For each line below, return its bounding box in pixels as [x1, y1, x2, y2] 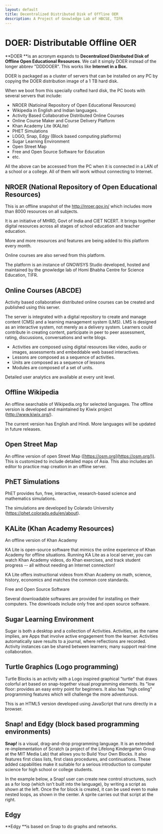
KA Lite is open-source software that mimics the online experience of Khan [5, 547, 156, 553]
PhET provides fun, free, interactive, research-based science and [5, 491, 136, 496]
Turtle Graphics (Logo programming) [5, 663, 119, 671]
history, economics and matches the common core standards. [5, 577, 129, 583]
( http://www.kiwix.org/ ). [5, 411, 53, 417]
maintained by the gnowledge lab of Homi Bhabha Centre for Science [5, 267, 145, 273]
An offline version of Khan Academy [5, 537, 78, 543]
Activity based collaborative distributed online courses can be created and [5, 299, 155, 305]
